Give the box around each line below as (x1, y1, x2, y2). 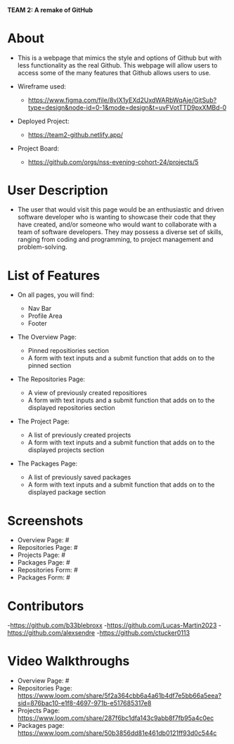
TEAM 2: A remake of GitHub (7, 6, 93, 14)
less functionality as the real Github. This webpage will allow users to (17, 60, 218, 70)
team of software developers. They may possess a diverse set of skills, (17, 228, 223, 236)
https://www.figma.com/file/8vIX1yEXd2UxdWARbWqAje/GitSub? (27, 96, 217, 104)
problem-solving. (17, 243, 68, 251)
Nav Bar (27, 304, 51, 313)
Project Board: (17, 144, 60, 153)
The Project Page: (17, 417, 70, 425)
